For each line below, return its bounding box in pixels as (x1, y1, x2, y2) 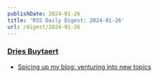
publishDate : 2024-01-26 (7, 10, 81, 18)
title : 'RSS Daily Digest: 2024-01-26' (7, 17, 125, 24)
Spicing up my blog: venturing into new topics (17, 63, 152, 71)
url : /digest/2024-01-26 (7, 23, 81, 30)
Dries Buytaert (7, 46, 59, 56)
